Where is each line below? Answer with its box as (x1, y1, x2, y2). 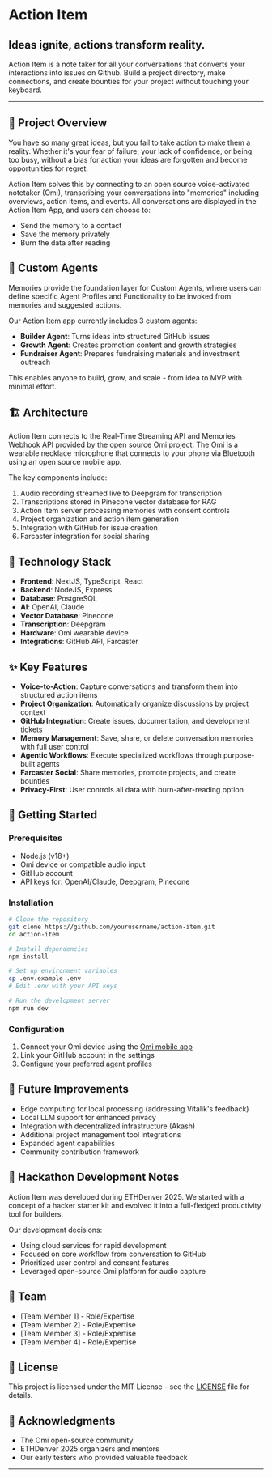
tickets (19, 724, 43, 734)
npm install (8, 953, 49, 961)
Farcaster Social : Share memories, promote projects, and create (19, 767, 236, 778)
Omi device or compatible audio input (19, 860, 146, 869)
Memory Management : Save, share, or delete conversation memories (19, 733, 254, 743)
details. (8, 1391, 33, 1400)
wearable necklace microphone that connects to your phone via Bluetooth (8, 448, 255, 458)
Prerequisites (8, 832, 62, 843)
